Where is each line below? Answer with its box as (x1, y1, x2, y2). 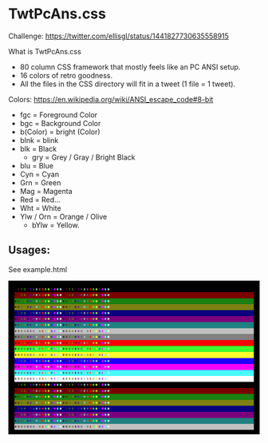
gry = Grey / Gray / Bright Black (31, 152, 136, 162)
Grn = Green (19, 177, 61, 188)
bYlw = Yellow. (31, 220, 80, 230)
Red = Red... (19, 195, 61, 204)
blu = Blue (19, 160, 54, 170)
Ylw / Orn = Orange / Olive (19, 212, 108, 221)
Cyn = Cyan (19, 169, 60, 179)
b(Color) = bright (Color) (19, 127, 101, 136)
